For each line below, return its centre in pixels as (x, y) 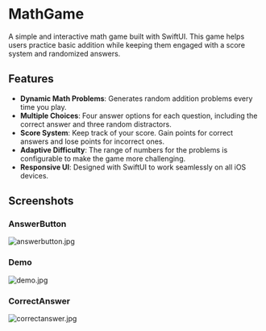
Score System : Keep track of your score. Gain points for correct (127, 132)
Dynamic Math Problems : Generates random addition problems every (136, 98)
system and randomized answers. (64, 53)
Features (31, 79)
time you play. (43, 107)
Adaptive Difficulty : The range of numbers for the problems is (124, 149)
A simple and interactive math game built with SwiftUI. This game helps (127, 36)
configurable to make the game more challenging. (103, 158)
